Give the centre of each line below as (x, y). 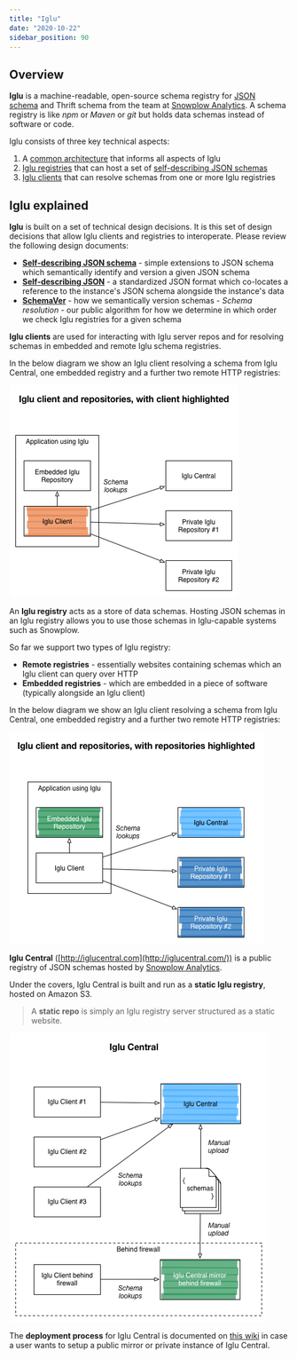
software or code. (42, 124)
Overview (37, 74)
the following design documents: (69, 245)
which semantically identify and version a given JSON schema (136, 272)
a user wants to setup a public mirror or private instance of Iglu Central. (140, 1345)
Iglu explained (49, 205)
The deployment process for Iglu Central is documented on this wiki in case (148, 1335)
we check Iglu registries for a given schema (102, 319)
